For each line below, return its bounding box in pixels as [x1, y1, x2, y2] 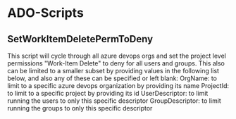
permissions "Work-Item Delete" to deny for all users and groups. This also [7, 59, 225, 68]
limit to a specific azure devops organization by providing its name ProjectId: [7, 82, 229, 89]
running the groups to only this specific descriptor [7, 104, 153, 112]
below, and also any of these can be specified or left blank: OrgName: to [7, 74, 217, 82]
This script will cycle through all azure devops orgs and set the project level [7, 51, 227, 60]
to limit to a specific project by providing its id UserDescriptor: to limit [7, 89, 209, 97]
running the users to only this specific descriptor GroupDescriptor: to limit [7, 96, 222, 105]
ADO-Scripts [7, 5, 85, 21]
